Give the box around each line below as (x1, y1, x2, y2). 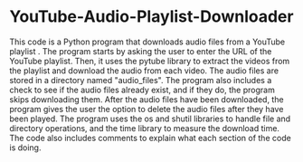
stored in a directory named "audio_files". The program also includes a (9, 74, 272, 85)
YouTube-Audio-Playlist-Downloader (9, 6, 294, 27)
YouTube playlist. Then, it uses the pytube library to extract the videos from (9, 55, 290, 66)
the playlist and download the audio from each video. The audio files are (9, 65, 279, 76)
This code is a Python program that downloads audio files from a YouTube (9, 36, 286, 47)
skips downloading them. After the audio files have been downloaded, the (9, 93, 284, 105)
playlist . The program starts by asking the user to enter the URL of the (9, 45, 272, 56)
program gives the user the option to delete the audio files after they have (9, 103, 284, 114)
